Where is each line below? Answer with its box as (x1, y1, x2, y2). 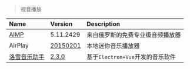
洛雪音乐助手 (9, 53, 45, 61)
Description (86, 20, 121, 28)
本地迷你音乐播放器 (86, 42, 140, 50)
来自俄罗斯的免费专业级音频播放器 (86, 31, 181, 39)
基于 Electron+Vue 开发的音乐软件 (86, 53, 176, 61)
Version (50, 20, 73, 28)
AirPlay (9, 42, 29, 49)
